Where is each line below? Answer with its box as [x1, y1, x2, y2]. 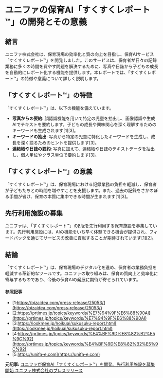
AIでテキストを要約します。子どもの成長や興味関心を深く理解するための [12, 121, 157, 127]
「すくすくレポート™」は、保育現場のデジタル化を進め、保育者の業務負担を [5, 265, 157, 270]
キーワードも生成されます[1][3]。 [12, 127, 79, 133]
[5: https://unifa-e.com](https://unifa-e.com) [12, 351, 100, 358]
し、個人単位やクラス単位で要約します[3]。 [12, 152, 99, 158]
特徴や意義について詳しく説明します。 [24, 76, 101, 81]
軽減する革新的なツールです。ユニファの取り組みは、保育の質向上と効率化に [5, 270, 158, 276]
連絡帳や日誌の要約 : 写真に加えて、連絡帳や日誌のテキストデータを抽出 [12, 145, 155, 151]
